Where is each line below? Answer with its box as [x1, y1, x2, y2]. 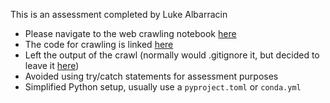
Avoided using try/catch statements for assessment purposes [24, 70, 279, 82]
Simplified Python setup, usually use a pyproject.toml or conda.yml [24, 81, 302, 93]
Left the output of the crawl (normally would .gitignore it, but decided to [24, 49, 320, 61]
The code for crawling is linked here [24, 39, 174, 50]
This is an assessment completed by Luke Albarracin [10, 9, 228, 20]
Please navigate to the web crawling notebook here [24, 28, 237, 39]
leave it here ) [24, 60, 80, 71]
